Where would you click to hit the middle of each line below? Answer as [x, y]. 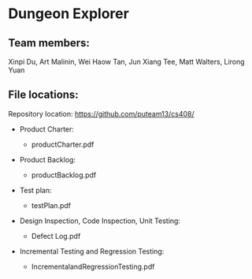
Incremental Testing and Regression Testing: [92, 251]
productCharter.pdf [63, 144]
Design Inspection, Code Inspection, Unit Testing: [100, 221]
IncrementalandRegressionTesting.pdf [93, 266]
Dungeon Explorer [69, 14]
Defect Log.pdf [56, 236]
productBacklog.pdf [64, 175]
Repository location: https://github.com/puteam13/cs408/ [101, 113]
